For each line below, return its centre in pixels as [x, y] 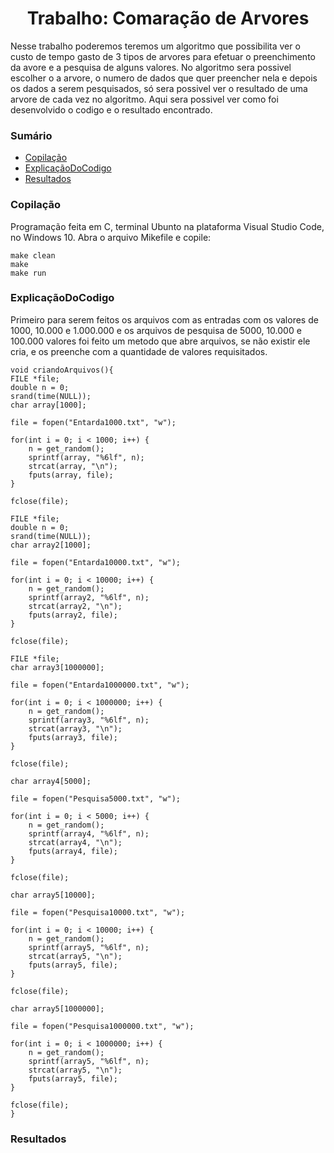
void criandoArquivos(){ [62, 370]
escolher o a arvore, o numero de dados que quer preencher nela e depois [164, 78]
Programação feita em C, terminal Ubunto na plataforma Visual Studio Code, [167, 226]
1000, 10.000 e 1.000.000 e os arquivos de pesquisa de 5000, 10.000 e [156, 330]
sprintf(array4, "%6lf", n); [89, 833]
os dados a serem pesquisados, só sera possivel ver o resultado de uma [159, 88]
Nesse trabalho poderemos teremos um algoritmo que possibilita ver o [155, 46]
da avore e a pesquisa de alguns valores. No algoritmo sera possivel [151, 67]
